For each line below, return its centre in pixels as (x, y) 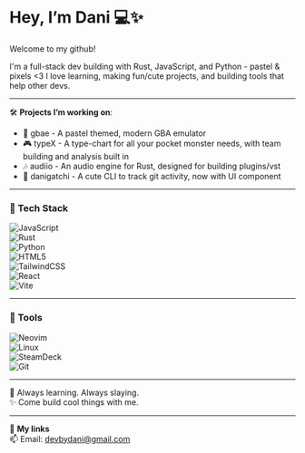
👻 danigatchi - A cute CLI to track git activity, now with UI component (152, 176)
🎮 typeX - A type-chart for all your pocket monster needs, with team (152, 143)
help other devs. (40, 85)
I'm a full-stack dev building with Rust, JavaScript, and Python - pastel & (145, 66)
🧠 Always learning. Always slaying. (74, 392)
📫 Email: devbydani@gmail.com (70, 439)
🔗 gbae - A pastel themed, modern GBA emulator (114, 133)
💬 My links (30, 429)
